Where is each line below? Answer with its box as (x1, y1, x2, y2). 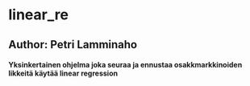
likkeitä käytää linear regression (8, 68, 119, 78)
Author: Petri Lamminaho (8, 38, 138, 51)
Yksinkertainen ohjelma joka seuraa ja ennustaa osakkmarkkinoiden (8, 60, 243, 70)
